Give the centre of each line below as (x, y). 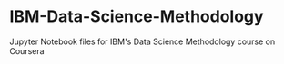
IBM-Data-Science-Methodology (137, 17)
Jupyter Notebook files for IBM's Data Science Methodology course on (142, 41)
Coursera (27, 50)
